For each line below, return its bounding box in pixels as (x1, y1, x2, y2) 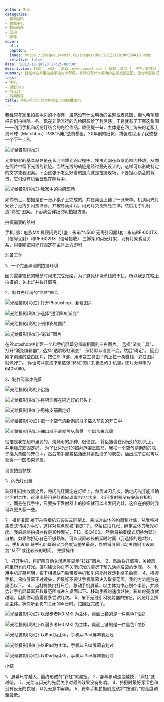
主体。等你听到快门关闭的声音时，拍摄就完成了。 (9, 601, 108, 607)
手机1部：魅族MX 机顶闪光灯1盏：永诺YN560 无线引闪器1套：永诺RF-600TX (5, 229, 157, 235)
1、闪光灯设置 (5, 478, 33, 484)
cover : (5, 39, 19, 44)
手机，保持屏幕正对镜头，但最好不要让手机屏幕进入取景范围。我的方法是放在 (5, 576, 159, 582)
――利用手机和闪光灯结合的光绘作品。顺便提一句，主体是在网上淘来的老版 (5, 124, 155, 130)
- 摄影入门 (5, 84, 24, 90)
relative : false (9, 57, 42, 62)
